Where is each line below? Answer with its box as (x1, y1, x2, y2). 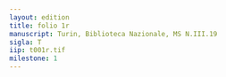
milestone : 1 (9, 54, 58, 63)
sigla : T (9, 37, 42, 47)
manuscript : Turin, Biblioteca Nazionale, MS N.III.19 (9, 29, 218, 38)
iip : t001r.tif (9, 46, 66, 55)
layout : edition (9, 12, 70, 22)
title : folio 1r (9, 21, 70, 30)
